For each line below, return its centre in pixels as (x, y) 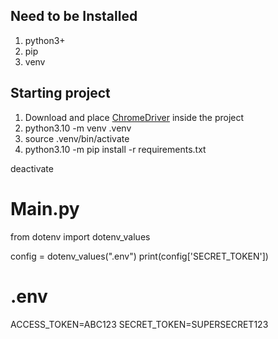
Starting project (60, 93)
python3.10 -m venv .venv (78, 128)
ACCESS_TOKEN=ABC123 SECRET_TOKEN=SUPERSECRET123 (139, 324)
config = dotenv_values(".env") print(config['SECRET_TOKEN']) (139, 256)
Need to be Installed (74, 16)
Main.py (45, 208)
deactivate (32, 168)
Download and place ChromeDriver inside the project (134, 117)
